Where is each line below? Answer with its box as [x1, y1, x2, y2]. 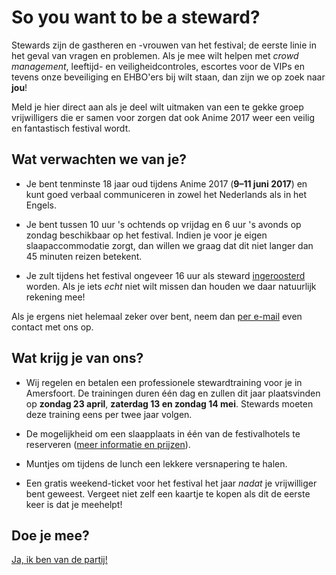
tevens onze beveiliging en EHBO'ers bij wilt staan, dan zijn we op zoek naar [11, 71, 326, 83]
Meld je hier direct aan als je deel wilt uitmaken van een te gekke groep [11, 101, 304, 113]
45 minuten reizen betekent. [25, 250, 143, 262]
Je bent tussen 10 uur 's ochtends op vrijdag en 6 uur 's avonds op [25, 218, 302, 230]
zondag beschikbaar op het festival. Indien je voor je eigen [25, 229, 268, 241]
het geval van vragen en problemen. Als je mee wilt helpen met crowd [11, 49, 299, 61]
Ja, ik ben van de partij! [11, 554, 108, 566]
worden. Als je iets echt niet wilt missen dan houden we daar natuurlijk [25, 280, 317, 292]
